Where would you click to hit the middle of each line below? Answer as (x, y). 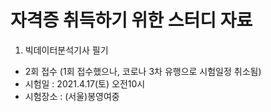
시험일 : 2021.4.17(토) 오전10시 (85, 83)
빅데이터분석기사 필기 (66, 50)
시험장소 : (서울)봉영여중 (72, 96)
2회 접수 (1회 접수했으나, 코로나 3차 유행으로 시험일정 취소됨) (143, 71)
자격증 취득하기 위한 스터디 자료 (131, 20)
